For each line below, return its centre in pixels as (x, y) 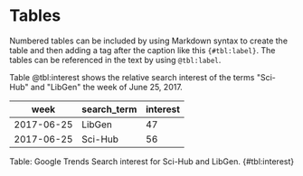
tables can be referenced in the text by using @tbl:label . (115, 60)
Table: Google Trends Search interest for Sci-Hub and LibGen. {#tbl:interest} (152, 161)
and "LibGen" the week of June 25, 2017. (106, 87)
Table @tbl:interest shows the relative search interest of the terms (132, 77)
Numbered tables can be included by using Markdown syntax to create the (148, 41)
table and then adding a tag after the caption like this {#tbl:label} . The (142, 50)
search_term (109, 109)
